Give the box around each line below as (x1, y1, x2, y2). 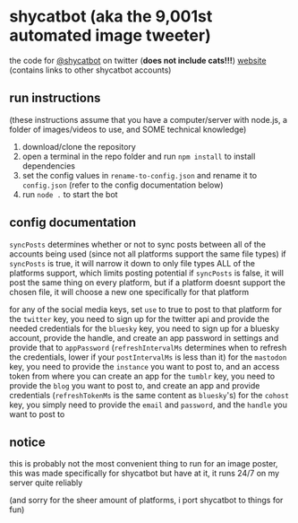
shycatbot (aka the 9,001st (9, 6, 213, 27)
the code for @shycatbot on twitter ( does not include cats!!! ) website (9, 55, 267, 65)
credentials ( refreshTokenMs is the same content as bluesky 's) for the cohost (9, 389, 289, 400)
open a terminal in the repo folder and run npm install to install (21, 151, 256, 161)
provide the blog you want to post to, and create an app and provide (9, 379, 260, 391)
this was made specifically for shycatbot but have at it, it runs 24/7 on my (9, 468, 280, 479)
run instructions (9, 91, 101, 106)
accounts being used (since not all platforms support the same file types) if (9, 248, 286, 259)
